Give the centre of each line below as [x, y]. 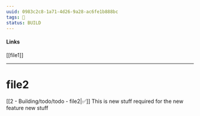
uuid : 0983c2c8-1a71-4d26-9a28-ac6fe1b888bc [62, 12]
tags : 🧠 [16, 17]
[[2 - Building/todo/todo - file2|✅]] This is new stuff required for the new [95, 101]
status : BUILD [24, 23]
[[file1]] [15, 55]
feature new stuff [27, 108]
